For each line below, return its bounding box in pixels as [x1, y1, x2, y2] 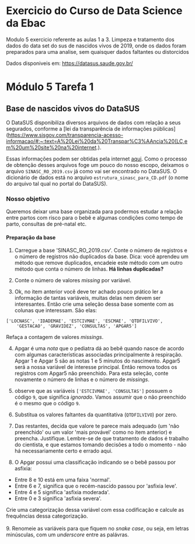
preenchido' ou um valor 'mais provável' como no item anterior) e [14, 429, 172, 436]
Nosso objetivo [6, 194, 50, 203]
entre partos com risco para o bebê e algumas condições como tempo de [6, 214, 183, 221]
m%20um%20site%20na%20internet [6, 143, 97, 150]
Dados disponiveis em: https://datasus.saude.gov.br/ [6, 60, 133, 67]
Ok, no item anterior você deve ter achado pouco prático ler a [14, 288, 163, 295]
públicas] [153, 125, 176, 132]
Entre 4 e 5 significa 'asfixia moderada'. [14, 489, 110, 496]
